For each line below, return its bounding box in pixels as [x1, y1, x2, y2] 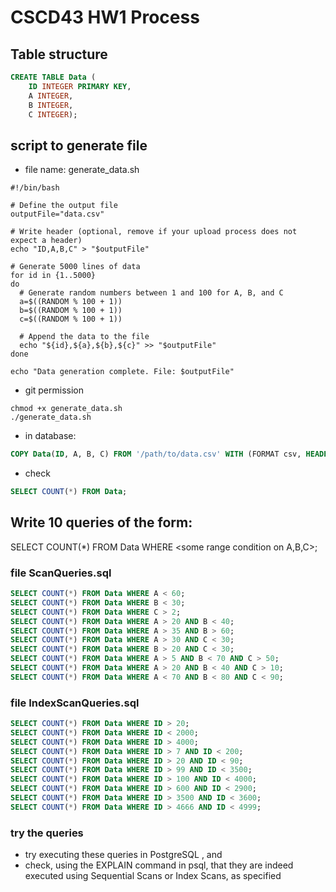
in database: [24, 430, 77, 442]
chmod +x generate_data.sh [10, 404, 123, 414]
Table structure [10, 46, 108, 63]
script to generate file [10, 137, 148, 154]
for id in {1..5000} [10, 271, 97, 281]
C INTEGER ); [28, 109, 78, 120]
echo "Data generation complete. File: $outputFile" [10, 367, 235, 377]
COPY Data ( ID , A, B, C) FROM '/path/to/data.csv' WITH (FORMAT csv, [10, 449, 302, 460]
